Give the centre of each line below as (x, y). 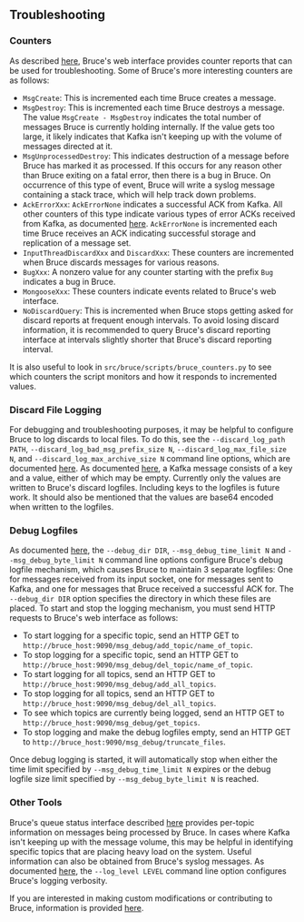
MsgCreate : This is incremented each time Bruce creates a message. (149, 97)
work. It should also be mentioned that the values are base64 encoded (142, 497)
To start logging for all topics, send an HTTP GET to (119, 674)
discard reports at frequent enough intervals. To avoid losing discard (151, 320)
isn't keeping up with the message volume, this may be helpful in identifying (151, 842)
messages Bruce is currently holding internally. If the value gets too (148, 127)
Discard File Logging (56, 410)
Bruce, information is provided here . (77, 907)
